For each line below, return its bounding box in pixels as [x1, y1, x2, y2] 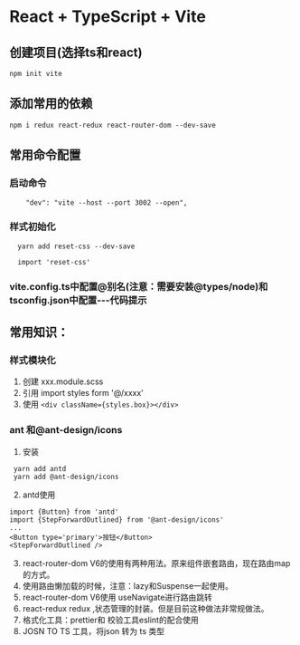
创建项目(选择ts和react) [9, 44, 143, 60]
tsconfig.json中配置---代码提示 [9, 294, 147, 306]
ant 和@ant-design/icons [9, 424, 123, 437]
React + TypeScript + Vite [9, 6, 206, 27]
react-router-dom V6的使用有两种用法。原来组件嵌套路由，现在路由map [22, 557, 291, 568]
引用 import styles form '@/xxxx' [22, 388, 145, 399]
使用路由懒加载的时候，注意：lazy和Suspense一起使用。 [22, 580, 233, 591]
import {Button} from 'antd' [9, 507, 119, 516]
